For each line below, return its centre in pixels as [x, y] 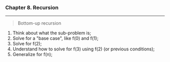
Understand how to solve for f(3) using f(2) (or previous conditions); [84, 49]
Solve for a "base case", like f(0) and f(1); [55, 38]
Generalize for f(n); [32, 54]
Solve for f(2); [27, 44]
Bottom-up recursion [39, 23]
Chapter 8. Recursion [32, 8]
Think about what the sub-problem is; [52, 33]
